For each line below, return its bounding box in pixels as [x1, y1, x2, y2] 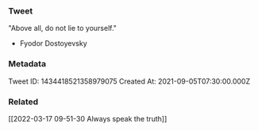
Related [8, 96, 39, 107]
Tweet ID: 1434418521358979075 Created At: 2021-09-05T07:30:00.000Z [8, 77, 251, 86]
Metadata [8, 58, 46, 69]
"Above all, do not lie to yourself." [8, 24, 117, 33]
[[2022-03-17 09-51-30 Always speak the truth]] [8, 114, 168, 123]
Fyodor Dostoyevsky [19, 39, 87, 48]
